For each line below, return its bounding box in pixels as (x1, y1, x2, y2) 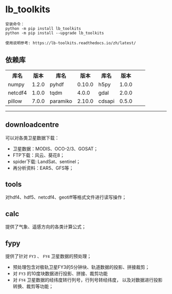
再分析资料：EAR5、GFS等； (12, 165, 74, 171)
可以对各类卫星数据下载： (5, 134, 59, 141)
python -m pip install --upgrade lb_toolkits (5, 30, 104, 35)
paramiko (49, 97, 73, 105)
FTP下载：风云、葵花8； (12, 152, 65, 158)
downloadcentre (5, 121, 59, 129)
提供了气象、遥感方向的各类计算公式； (5, 224, 86, 230)
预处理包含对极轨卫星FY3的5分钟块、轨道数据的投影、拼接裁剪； (12, 264, 150, 270)
